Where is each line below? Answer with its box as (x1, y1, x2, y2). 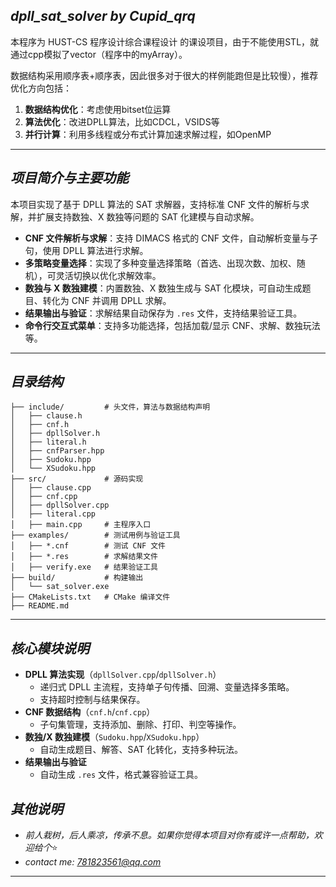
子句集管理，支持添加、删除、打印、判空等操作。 (39, 719, 242, 731)
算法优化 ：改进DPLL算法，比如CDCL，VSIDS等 (24, 115, 220, 128)
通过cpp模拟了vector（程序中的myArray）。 (10, 48, 188, 60)
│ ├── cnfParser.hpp (10, 446, 105, 456)
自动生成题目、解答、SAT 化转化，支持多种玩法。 (39, 744, 244, 756)
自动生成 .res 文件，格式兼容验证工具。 (39, 769, 204, 781)
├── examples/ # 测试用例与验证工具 (10, 530, 181, 541)
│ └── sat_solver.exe (10, 582, 110, 592)
